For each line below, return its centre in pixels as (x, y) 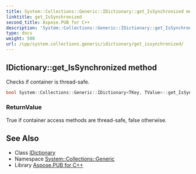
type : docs (19, 33)
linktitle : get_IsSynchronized (44, 17)
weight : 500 (20, 39)
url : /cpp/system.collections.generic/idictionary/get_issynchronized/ (95, 44)
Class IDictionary (35, 152)
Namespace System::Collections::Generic (64, 159)
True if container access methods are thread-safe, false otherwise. (87, 120)
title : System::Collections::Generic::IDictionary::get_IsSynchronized (95, 11)
